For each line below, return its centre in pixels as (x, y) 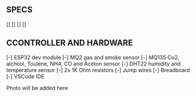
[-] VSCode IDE (25, 76)
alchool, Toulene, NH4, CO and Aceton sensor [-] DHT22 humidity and (93, 64)
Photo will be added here (37, 88)
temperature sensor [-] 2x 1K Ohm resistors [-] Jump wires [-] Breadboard (98, 70)
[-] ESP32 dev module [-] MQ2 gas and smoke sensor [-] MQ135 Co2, (93, 57)
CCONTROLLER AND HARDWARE (70, 43)
